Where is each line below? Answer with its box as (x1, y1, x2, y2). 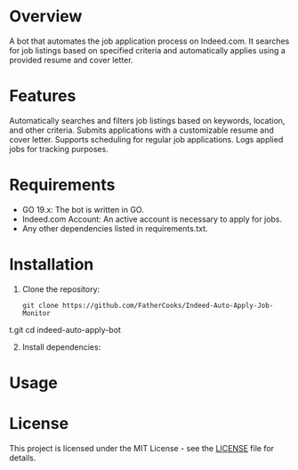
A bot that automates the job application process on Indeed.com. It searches (9, 36, 290, 46)
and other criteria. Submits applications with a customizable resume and (9, 125, 274, 135)
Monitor (21, 309, 51, 318)
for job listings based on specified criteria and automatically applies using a (9, 45, 286, 55)
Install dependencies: (21, 341, 101, 352)
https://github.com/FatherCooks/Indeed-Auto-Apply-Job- (61, 301, 274, 310)
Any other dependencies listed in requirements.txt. (21, 223, 208, 233)
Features (9, 86, 77, 106)
